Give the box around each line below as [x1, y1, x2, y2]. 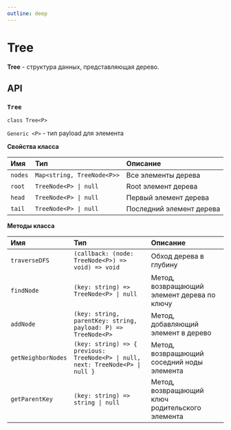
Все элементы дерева [126, 170, 201, 180]
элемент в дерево [151, 328, 212, 338]
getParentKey [10, 396, 54, 403]
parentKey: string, [73, 317, 137, 325]
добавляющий [151, 320, 199, 329]
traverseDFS [10, 256, 50, 265]
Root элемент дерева [126, 182, 198, 192]
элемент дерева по [151, 290, 216, 300]
